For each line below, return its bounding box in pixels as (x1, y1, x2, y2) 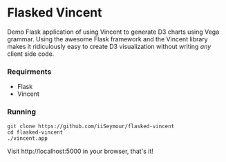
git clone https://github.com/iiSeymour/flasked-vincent (7, 123, 175, 130)
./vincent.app (7, 134, 48, 142)
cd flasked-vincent (7, 129, 64, 136)
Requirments (7, 67, 52, 77)
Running (7, 107, 37, 117)
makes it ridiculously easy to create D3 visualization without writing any (7, 42, 211, 50)
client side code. (7, 50, 55, 58)
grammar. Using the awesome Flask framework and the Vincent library (7, 34, 209, 43)
